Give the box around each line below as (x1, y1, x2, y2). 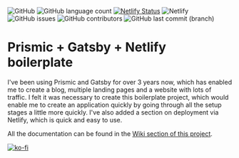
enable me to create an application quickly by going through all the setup (7, 100, 223, 109)
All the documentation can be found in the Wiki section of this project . (7, 129, 213, 138)
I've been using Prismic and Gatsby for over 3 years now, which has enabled (7, 78, 233, 86)
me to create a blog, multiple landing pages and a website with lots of (7, 85, 212, 94)
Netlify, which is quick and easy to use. (7, 115, 123, 124)
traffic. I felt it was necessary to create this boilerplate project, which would (7, 93, 229, 101)
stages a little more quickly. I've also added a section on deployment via (7, 107, 219, 117)
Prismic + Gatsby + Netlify (7, 39, 166, 56)
